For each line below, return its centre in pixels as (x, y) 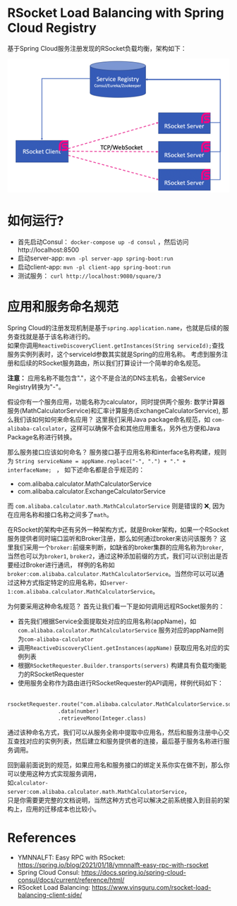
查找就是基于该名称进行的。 (53, 336)
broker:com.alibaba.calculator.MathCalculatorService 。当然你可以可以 (113, 573)
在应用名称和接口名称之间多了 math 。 (60, 514)
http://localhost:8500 (48, 250)
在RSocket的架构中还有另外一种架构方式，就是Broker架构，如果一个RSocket (118, 529)
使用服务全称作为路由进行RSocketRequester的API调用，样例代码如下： (120, 682)
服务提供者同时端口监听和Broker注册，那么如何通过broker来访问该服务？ (113, 538)
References (42, 838)
